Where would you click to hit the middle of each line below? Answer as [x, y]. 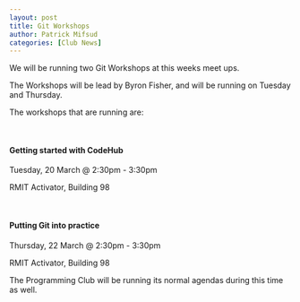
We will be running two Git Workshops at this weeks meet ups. [124, 68]
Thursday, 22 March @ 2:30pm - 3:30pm [85, 245]
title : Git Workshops [50, 26]
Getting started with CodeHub [66, 150]
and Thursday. [36, 95]
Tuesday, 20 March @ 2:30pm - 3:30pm [84, 170]
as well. [23, 289]
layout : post [34, 17]
